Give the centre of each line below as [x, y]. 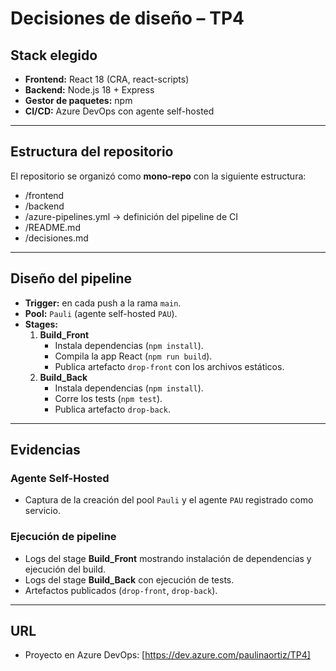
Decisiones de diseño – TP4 [127, 18]
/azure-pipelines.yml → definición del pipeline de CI [131, 216]
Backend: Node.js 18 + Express [89, 90]
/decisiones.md [56, 238]
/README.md [52, 227]
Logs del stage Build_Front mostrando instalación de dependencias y [168, 558]
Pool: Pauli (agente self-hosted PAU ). [101, 313]
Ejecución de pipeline [63, 537]
